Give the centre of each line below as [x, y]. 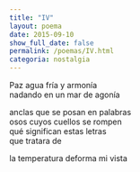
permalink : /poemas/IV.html [62, 51]
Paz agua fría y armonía [53, 85]
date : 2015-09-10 [42, 34]
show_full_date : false [52, 43]
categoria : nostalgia [50, 59]
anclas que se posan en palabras [70, 112]
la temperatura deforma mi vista [69, 158]
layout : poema [36, 26]
